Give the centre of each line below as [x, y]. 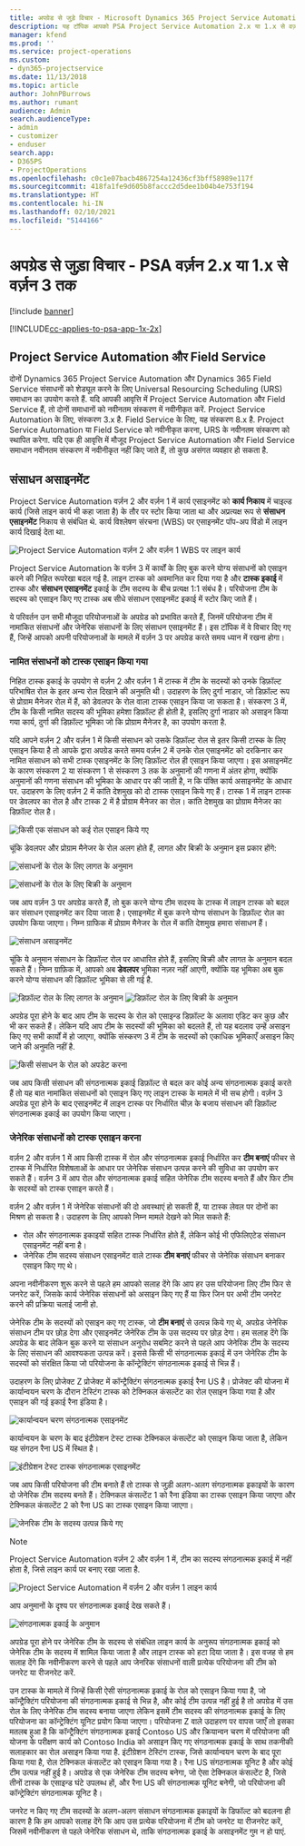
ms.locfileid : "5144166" [56, 220]
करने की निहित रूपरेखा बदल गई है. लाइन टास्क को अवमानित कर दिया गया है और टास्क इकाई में [146, 578]
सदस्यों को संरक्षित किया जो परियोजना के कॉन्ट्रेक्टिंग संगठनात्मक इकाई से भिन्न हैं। [125, 1363]
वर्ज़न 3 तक [43, 285]
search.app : [32, 153]
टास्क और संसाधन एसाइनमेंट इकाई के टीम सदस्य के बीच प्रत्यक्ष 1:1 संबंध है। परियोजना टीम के [144, 589]
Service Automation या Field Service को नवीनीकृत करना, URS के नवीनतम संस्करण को [150, 430]
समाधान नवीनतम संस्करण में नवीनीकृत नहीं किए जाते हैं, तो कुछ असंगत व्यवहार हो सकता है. [139, 450]
